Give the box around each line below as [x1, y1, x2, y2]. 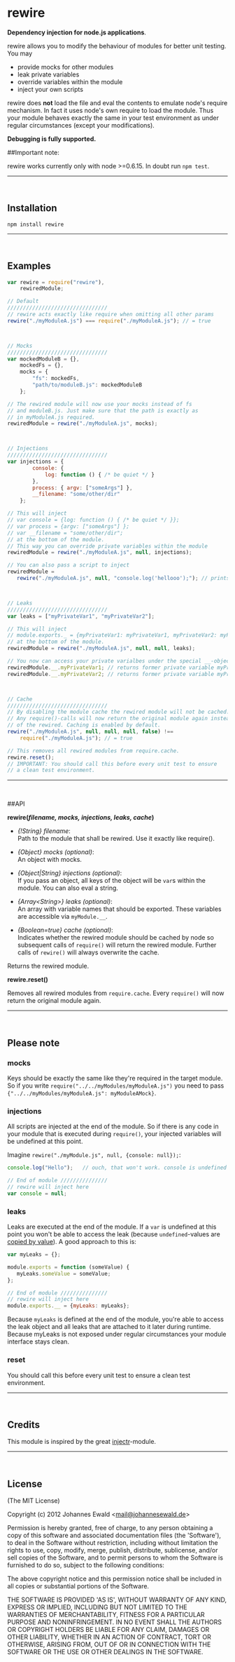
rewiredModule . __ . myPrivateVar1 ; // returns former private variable [7, 664, 215, 671]
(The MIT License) [7, 1497, 61, 1505]
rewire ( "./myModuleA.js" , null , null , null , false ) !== [7, 728, 173, 736]
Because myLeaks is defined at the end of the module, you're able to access [7, 1315, 225, 1323]
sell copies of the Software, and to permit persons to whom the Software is [7, 1553, 224, 1562]
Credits [7, 1419, 41, 1431]
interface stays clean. [7, 1337, 70, 1346]
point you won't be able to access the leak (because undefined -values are [7, 1230, 220, 1238]
